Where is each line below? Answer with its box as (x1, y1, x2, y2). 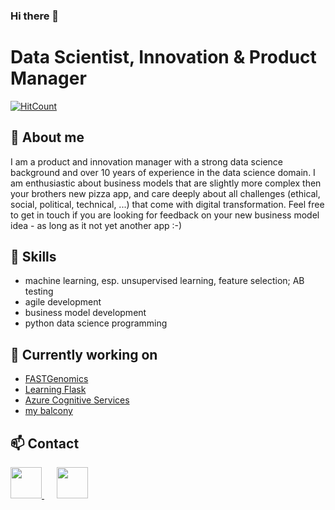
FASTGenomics (24, 373, 89, 385)
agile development (24, 296, 102, 308)
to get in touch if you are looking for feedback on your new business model (10, 209, 320, 221)
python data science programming (24, 317, 168, 329)
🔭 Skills (10, 249, 57, 266)
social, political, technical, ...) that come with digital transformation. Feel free (10, 198, 325, 210)
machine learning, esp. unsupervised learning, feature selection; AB (24, 275, 305, 287)
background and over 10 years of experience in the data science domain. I (10, 166, 316, 178)
